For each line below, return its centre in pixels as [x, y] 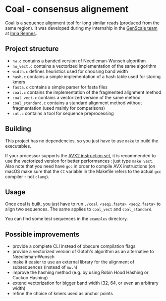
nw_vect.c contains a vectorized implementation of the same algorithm [84, 66]
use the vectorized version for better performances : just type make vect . [79, 161]
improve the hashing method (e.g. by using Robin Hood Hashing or [80, 272]
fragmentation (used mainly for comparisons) [58, 108]
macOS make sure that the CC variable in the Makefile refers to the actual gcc [83, 171]
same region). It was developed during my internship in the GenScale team [81, 28]
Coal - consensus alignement [67, 9]
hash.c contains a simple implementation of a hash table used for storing [86, 76]
